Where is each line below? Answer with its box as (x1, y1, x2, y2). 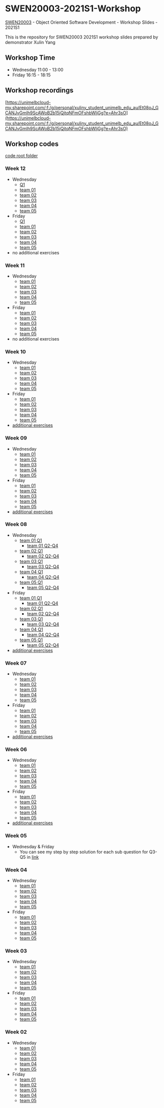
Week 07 (5, 659, 27, 666)
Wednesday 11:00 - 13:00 (12, 67, 64, 72)
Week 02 (5, 1029, 27, 1036)
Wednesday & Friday (12, 843, 55, 849)
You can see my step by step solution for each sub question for (19, 849, 148, 855)
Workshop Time (5, 54, 55, 62)
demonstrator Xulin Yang (5, 39, 56, 45)
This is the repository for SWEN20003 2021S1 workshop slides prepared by (5, 34, 159, 40)
